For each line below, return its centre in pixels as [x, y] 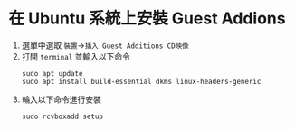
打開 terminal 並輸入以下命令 [76, 56]
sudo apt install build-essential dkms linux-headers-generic [141, 81]
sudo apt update [52, 73]
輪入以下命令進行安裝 [61, 99]
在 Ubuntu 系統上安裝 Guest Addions [147, 19]
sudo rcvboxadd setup [62, 116]
